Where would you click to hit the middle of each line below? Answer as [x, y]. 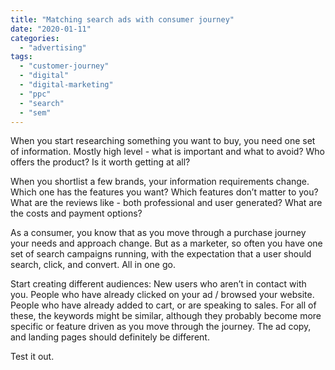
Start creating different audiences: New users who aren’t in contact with [158, 284]
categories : [35, 38]
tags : [21, 57]
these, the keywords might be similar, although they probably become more [166, 316]
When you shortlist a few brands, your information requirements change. [160, 182]
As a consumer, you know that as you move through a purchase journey [158, 233]
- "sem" [35, 112]
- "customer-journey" [64, 66]
